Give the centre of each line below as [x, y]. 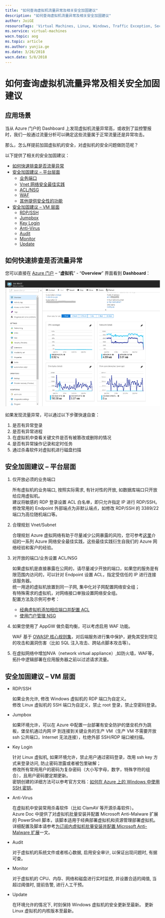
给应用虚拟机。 [27, 496]
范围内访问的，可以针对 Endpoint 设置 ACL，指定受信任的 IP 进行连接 [86, 575]
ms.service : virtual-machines [36, 31]
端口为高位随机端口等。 [36, 514]
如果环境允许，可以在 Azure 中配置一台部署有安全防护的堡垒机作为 [80, 725]
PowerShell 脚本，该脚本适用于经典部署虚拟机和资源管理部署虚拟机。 [88, 820]
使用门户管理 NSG [38, 616]
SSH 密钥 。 [24, 788]
